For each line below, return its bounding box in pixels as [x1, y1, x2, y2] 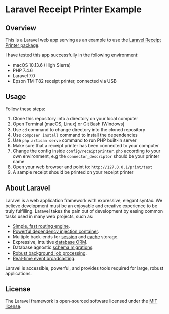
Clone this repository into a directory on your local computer [12, 115, 138, 121]
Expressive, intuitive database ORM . [12, 239, 88, 245]
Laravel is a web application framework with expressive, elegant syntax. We [5, 197, 163, 203]
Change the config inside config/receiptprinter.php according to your [12, 148, 161, 154]
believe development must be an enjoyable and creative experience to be [5, 203, 158, 209]
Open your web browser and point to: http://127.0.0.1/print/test [12, 164, 153, 170]
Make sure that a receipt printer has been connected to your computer [12, 142, 159, 148]
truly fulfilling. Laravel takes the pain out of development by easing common [5, 208, 163, 214]
